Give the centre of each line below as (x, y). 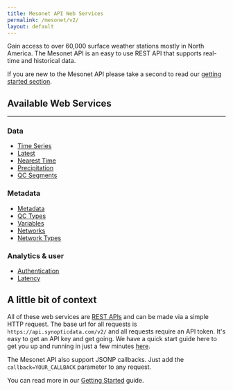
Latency (29, 278)
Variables (31, 223)
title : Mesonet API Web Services (55, 13)
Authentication (38, 271)
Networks (31, 230)
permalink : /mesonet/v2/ (43, 20)
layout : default (31, 26)
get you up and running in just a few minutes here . (79, 346)
